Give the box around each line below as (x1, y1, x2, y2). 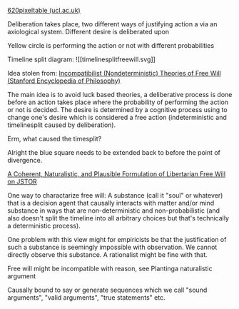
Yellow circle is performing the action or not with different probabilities (7, 41, 215, 49)
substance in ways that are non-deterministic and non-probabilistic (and (7, 206, 220, 215)
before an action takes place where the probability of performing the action (7, 98, 229, 106)
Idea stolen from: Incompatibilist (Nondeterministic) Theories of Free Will (7, 69, 221, 77)
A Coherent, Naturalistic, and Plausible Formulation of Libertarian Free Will (7, 170, 226, 178)
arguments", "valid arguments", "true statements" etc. (7, 293, 166, 302)
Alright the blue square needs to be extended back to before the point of (7, 148, 221, 156)
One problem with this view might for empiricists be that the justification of (7, 235, 227, 243)
